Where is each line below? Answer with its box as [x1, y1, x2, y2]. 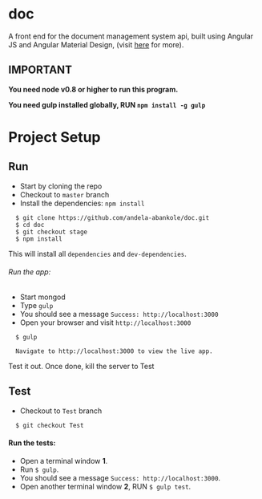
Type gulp [19, 300, 54, 310]
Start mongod [19, 292, 66, 302]
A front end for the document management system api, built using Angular [8, 31, 254, 41]
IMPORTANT [8, 63, 72, 77]
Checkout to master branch [19, 189, 110, 199]
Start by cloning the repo [19, 181, 103, 191]
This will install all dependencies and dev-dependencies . [8, 249, 187, 258]
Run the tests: [8, 438, 56, 448]
